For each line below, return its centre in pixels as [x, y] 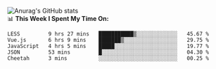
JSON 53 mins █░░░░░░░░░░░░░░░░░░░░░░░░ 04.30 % [108, 52]
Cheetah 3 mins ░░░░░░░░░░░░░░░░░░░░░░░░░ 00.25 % [108, 59]
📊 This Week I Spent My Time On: [58, 18]
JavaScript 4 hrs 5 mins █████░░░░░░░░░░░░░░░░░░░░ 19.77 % [108, 46]
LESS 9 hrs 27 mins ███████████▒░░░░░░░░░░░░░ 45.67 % [108, 34]
